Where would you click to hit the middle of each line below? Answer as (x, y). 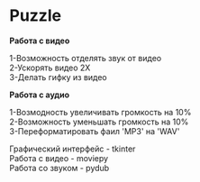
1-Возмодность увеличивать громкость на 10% (100, 112)
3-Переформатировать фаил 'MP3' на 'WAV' (95, 131)
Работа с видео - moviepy (59, 158)
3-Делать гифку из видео (59, 77)
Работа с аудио (40, 95)
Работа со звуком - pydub (59, 168)
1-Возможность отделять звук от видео (86, 58)
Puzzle (35, 16)
